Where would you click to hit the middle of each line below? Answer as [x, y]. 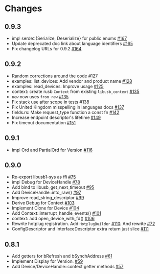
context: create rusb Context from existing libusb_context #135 [76, 91]
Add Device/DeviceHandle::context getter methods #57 [68, 267]
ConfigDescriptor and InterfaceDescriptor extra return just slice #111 [80, 229]
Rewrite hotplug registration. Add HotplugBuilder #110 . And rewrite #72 [83, 224]
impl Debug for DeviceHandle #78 [46, 182]
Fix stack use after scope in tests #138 [50, 102]
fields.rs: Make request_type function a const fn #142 [65, 112]
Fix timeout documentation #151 [44, 122]
